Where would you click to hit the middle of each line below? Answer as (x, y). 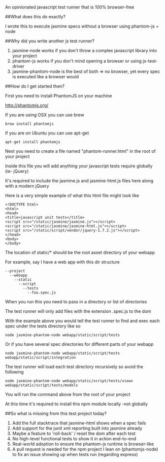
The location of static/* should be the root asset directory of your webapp (80, 252)
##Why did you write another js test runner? (50, 41)
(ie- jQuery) (17, 171)
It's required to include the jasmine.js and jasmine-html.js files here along (79, 181)
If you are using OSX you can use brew (45, 115)
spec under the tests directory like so (43, 326)
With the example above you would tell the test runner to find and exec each (82, 321)
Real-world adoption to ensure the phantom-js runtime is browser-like (83, 444)
